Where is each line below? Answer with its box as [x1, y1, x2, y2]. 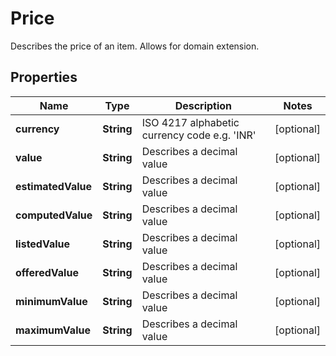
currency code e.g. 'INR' [141, 128, 257, 142]
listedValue [15, 237, 71, 251]
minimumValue [15, 294, 88, 308]
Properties [10, 69, 78, 86]
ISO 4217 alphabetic [141, 115, 240, 129]
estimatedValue [15, 179, 93, 193]
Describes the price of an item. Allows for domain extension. [10, 40, 260, 52]
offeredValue [15, 265, 79, 279]
